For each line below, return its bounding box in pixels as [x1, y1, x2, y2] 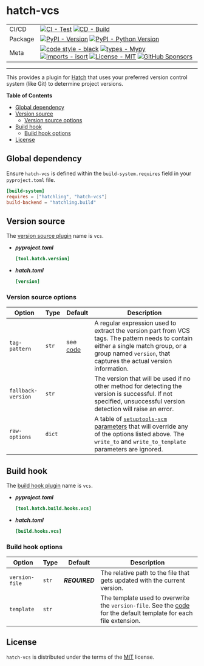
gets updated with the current [100, 576, 185, 584]
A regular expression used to [93, 319, 177, 327]
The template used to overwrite [100, 594, 190, 602]
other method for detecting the [93, 382, 182, 390]
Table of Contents [6, 92, 53, 99]
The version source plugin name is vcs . [6, 232, 104, 240]
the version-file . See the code [100, 602, 190, 610]
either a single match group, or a [93, 342, 187, 350]
